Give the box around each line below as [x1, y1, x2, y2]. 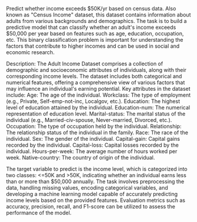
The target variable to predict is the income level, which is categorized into [6, 165, 188, 173]
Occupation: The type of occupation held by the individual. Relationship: [6, 123, 182, 130]
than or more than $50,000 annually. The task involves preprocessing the [6, 178, 185, 185]
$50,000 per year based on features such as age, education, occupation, [6, 30, 184, 37]
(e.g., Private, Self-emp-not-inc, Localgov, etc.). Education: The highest [6, 98, 180, 105]
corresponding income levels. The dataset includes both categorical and [6, 73, 182, 79]
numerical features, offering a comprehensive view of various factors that [6, 79, 185, 86]
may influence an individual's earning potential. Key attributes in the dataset [6, 85, 191, 92]
